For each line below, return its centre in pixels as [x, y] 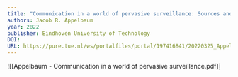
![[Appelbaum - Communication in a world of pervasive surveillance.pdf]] [114, 66]
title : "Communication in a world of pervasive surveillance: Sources [114, 14]
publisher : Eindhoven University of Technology [79, 33]
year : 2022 [23, 27]
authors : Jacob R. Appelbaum [50, 20]
